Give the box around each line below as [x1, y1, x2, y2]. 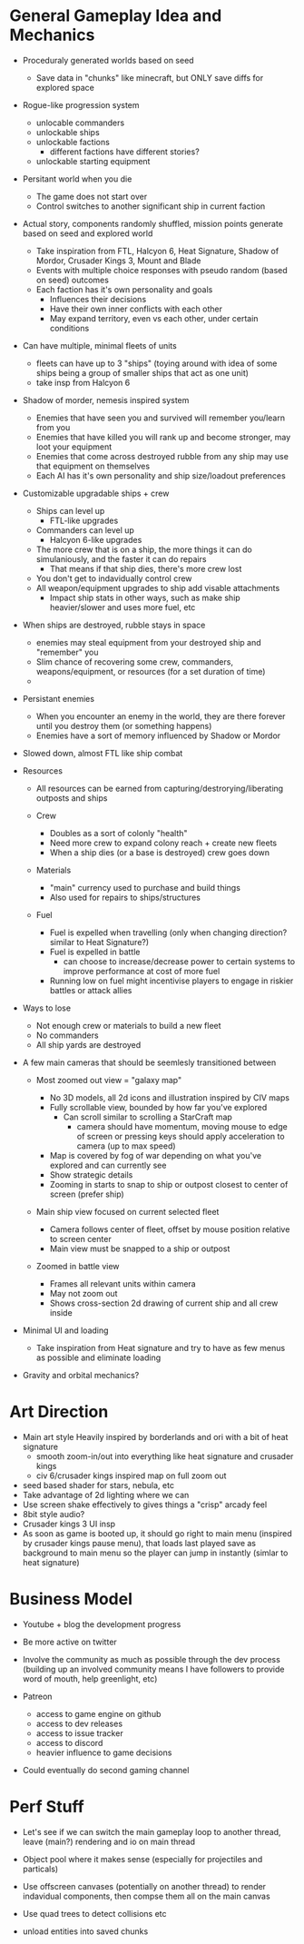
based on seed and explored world [22, 228, 153, 239]
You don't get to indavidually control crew [35, 573, 192, 584]
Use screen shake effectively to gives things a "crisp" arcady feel [22, 1499, 268, 1510]
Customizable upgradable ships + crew [22, 488, 170, 498]
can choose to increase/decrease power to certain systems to [63, 955, 296, 967]
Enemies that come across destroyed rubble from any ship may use [35, 450, 289, 461]
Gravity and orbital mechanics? [22, 1369, 140, 1380]
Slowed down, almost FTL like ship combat [22, 747, 183, 758]
